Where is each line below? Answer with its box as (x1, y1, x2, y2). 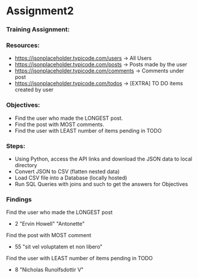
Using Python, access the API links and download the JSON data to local (14, 155, 193, 162)
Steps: (6, 142, 25, 150)
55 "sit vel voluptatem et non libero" (14, 243, 103, 250)
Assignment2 (6, 4, 74, 18)
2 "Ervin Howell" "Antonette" (14, 221, 85, 228)
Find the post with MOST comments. (14, 120, 105, 128)
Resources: (6, 41, 40, 50)
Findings (6, 195, 32, 203)
